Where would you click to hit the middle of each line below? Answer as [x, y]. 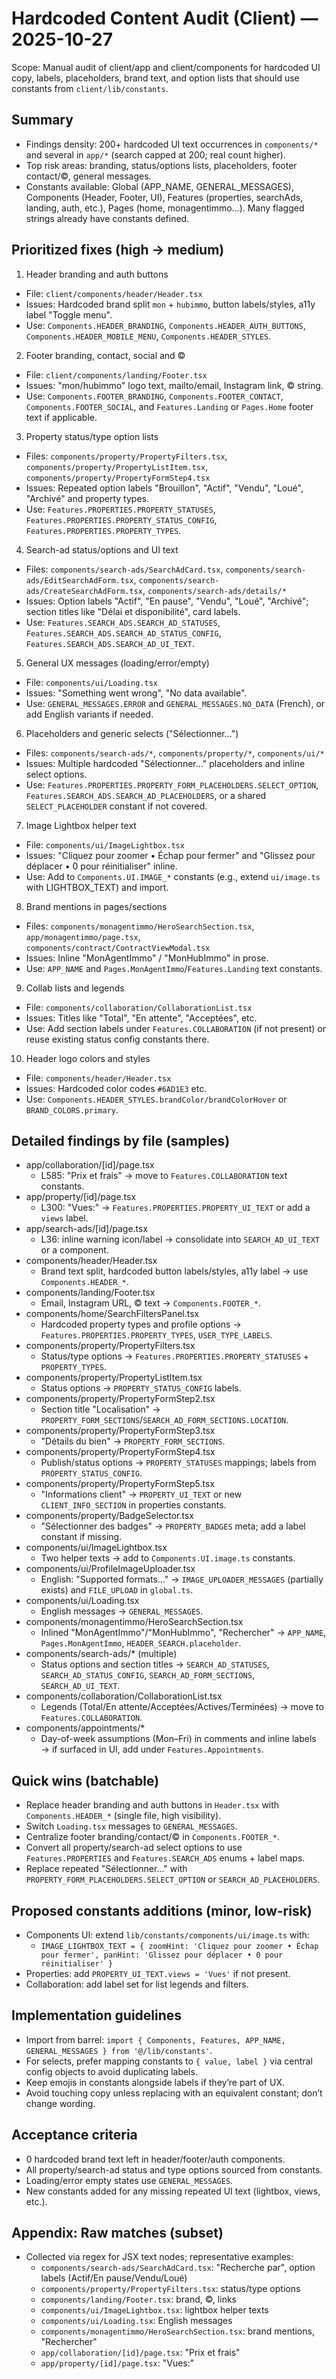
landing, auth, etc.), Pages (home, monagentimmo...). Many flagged [165, 208]
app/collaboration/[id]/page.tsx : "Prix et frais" [140, 2353]
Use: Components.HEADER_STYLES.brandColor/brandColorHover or [156, 1099]
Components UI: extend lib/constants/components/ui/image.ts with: [167, 1935]
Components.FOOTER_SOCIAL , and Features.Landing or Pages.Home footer [169, 406]
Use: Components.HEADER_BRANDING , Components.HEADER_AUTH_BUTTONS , [165, 325]
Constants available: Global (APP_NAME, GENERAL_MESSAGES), [160, 186]
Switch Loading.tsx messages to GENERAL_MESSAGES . [131, 1826]
